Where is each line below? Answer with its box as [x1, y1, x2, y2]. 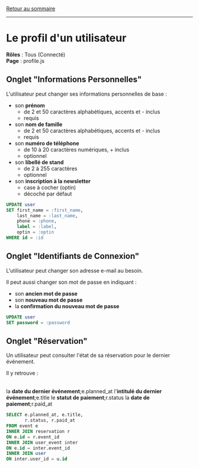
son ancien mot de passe [14, 290, 78, 297]
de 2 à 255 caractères [23, 165, 78, 172]
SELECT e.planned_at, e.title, [6, 412, 84, 418]
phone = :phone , [17, 218, 57, 224]
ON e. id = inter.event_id [6, 445, 70, 451]
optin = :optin [17, 229, 54, 235]
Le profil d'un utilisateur [6, 31, 127, 45]
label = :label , [17, 224, 57, 230]
